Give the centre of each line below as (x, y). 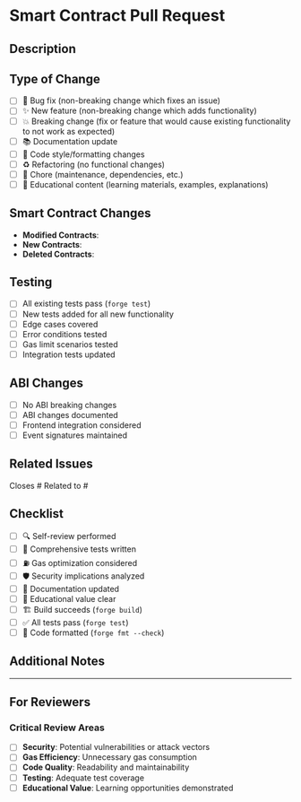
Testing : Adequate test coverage (83, 778)
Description (43, 49)
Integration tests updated (69, 354)
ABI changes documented (70, 414)
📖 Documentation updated (70, 588)
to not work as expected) (69, 131)
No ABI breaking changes (69, 405)
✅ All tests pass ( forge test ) (75, 622)
